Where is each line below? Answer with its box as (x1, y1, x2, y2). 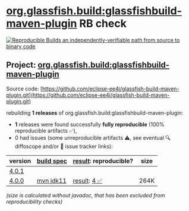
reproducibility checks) (6, 198, 63, 205)
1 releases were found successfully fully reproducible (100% (14, 121, 165, 128)
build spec (36, 156, 67, 165)
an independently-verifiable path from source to (62, 36, 180, 43)
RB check (79, 17, 127, 30)
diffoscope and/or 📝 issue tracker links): (14, 143, 113, 150)
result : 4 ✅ (73, 177, 103, 185)
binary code (6, 43, 36, 50)
